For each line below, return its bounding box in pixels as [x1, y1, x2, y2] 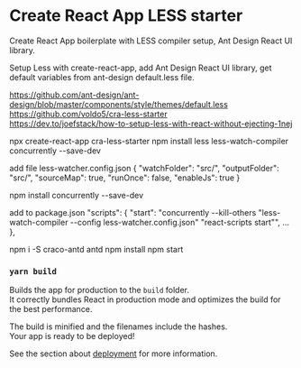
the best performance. [9, 304, 93, 315]
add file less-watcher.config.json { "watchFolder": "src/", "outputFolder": [9, 162, 279, 173]
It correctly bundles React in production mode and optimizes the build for [9, 294, 281, 305]
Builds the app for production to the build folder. [9, 285, 190, 296]
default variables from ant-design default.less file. [9, 71, 196, 82]
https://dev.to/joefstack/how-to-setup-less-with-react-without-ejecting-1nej [9, 118, 293, 129]
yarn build [9, 266, 57, 276]
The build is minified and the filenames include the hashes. [9, 321, 228, 332]
